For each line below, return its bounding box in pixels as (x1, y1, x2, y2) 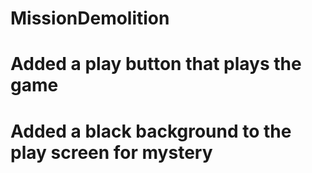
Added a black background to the (10, 120, 292, 142)
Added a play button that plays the (10, 53, 302, 76)
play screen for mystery (10, 141, 213, 164)
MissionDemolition (10, 7, 170, 30)
